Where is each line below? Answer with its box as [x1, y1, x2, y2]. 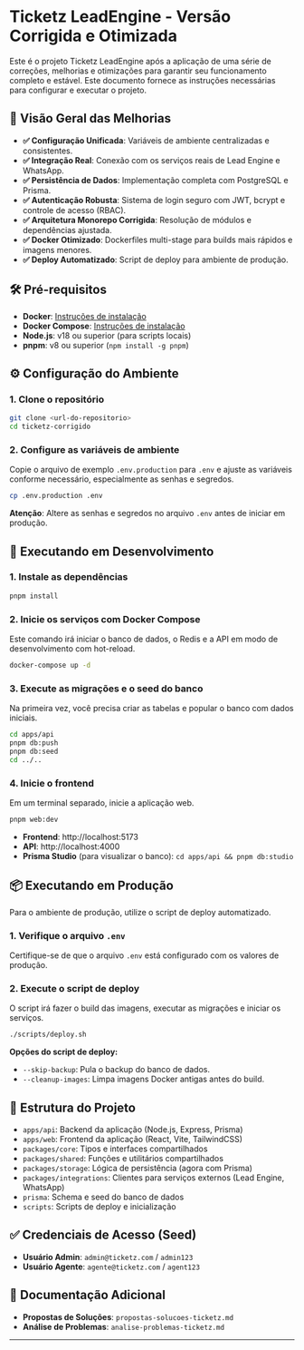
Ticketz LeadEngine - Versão [9, 6, 232, 27]
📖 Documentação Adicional [9, 1287, 166, 1303]
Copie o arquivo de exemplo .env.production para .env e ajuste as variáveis [9, 465, 292, 475]
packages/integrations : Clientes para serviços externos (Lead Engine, [22, 1172, 285, 1183]
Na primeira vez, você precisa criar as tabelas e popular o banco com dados [9, 703, 294, 714]
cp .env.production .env [9, 492, 103, 501]
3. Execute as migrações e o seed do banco [9, 682, 204, 695]
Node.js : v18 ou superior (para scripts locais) [22, 329, 192, 341]
